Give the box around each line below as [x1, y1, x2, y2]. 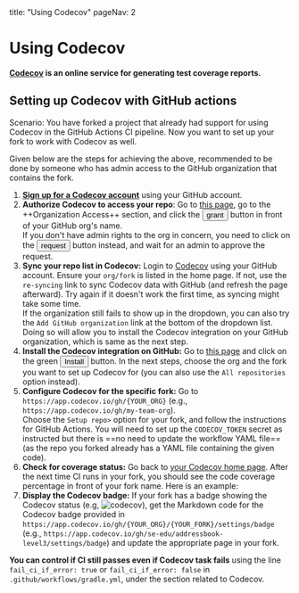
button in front [229, 209, 283, 219]
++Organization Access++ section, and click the [21, 209, 201, 219]
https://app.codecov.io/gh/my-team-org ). [21, 404, 176, 416]
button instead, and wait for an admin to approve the [72, 239, 266, 251]
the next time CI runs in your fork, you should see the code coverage [21, 471, 275, 482]
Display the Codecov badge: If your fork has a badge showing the [21, 490, 268, 500]
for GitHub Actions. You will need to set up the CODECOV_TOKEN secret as [21, 424, 283, 434]
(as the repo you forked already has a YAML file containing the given [21, 442, 275, 453]
